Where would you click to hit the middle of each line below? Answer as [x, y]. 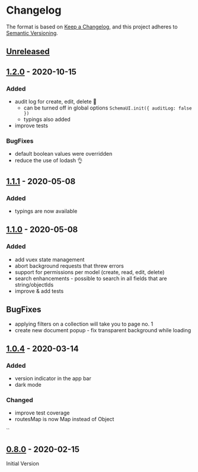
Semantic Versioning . [32, 33]
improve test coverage [42, 413]
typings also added [47, 120]
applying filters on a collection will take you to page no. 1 [84, 324]
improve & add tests [39, 291]
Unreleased [28, 52]
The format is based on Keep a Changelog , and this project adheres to [92, 27]
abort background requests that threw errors [69, 266]
